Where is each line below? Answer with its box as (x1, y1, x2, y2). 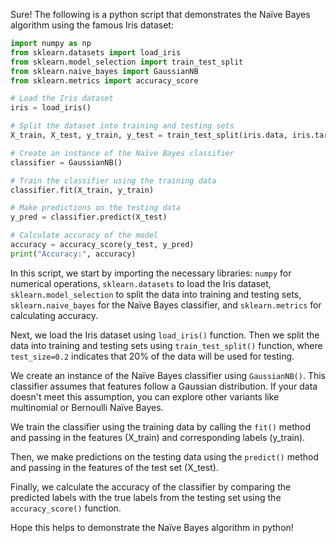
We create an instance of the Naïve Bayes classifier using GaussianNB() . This (10, 369, 326, 381)
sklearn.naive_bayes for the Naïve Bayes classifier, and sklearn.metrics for (10, 299, 322, 311)
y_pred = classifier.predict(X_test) (10, 212, 168, 223)
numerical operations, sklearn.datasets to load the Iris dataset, (10, 277, 272, 289)
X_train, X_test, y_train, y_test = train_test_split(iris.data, (10, 130, 288, 140)
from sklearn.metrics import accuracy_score (10, 75, 199, 86)
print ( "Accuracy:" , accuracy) (10, 249, 137, 259)
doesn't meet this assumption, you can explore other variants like (10, 390, 280, 403)
